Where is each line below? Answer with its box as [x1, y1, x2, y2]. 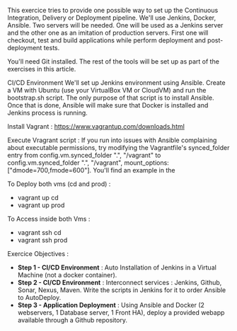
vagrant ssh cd [17, 228, 62, 236]
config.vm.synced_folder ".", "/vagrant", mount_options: [7, 158, 170, 167]
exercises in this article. [7, 65, 76, 73]
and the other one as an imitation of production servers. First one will [7, 28, 209, 37]
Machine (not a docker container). [17, 271, 117, 279]
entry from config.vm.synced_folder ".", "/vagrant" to [7, 151, 161, 159]
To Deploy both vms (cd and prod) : [7, 180, 111, 188]
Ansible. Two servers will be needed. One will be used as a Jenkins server [7, 21, 224, 29]
